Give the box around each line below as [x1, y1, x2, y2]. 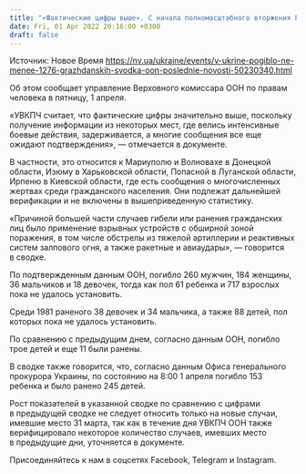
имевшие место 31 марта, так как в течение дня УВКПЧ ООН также [9, 417, 273, 428]
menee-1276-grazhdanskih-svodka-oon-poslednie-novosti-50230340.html [9, 65, 293, 76]
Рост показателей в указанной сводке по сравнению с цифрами [9, 398, 261, 409]
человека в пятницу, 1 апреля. [9, 92, 127, 103]
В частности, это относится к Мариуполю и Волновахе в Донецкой [9, 157, 271, 168]
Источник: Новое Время [9, 56, 104, 67]
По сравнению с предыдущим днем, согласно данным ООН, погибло [9, 334, 280, 345]
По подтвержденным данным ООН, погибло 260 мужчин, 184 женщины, [9, 270, 292, 281]
